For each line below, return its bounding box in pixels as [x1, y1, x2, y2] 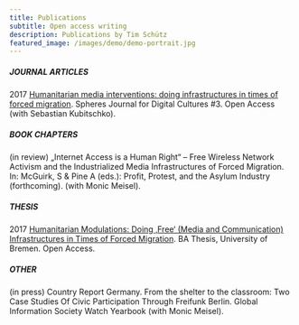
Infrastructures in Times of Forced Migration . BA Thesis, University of [9, 234, 268, 245]
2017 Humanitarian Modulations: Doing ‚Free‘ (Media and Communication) [9, 224, 285, 235]
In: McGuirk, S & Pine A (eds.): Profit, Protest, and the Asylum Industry [9, 171, 271, 181]
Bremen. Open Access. [9, 243, 96, 254]
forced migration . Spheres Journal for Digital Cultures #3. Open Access [9, 98, 276, 109]
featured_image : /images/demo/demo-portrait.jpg [9, 38, 196, 48]
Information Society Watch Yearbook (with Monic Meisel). [9, 306, 224, 317]
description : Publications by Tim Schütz [9, 30, 168, 39]
